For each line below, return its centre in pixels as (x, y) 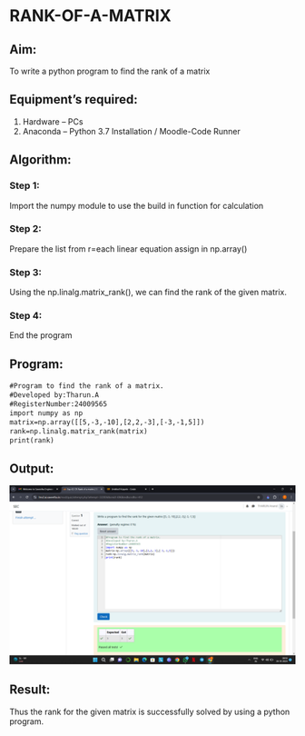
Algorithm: (40, 160)
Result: (30, 690)
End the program (41, 335)
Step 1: (25, 185)
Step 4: (26, 316)
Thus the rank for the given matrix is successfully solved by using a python (150, 711)
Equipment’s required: (74, 99)
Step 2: (26, 229)
